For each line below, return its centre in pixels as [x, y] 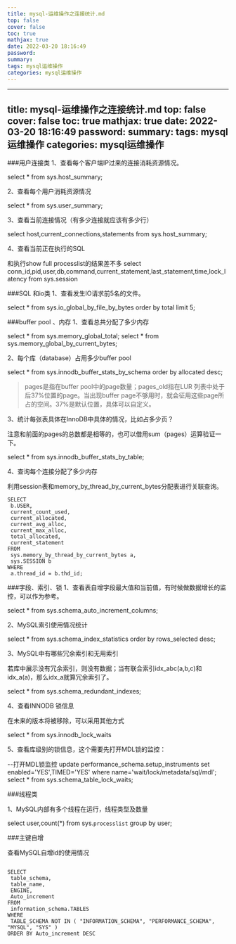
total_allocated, [35, 537]
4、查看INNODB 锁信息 [41, 706]
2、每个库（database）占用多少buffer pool [69, 358]
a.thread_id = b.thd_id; [46, 574]
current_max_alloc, [39, 531]
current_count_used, [40, 512]
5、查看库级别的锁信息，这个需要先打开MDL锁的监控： [87, 749]
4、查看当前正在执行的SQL [46, 249]
